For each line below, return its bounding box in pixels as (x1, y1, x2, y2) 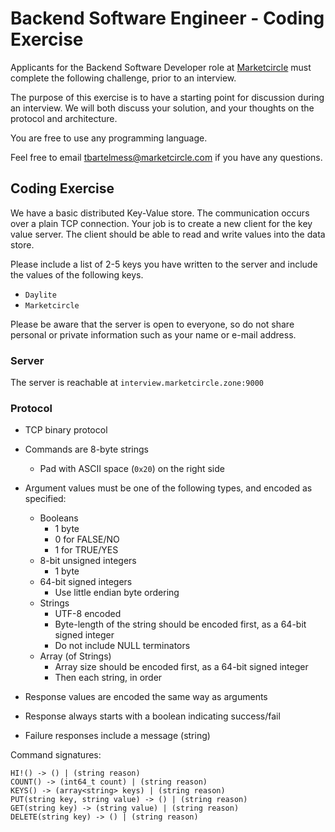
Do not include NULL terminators (54, 640, 191, 652)
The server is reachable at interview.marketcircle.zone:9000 (10, 377, 265, 389)
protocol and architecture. (10, 112, 118, 124)
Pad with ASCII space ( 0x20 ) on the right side (39, 463, 225, 475)
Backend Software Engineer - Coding (10, 7, 325, 30)
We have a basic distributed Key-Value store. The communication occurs (10, 207, 310, 219)
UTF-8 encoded (54, 608, 122, 620)
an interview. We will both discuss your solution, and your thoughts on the (10, 102, 315, 114)
